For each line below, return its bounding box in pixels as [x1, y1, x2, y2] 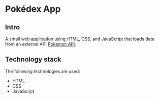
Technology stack [5, 55, 62, 64]
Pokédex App [5, 3, 61, 15]
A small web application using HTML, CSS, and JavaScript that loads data [5, 36, 155, 42]
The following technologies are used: [5, 68, 80, 74]
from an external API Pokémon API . [5, 41, 76, 47]
